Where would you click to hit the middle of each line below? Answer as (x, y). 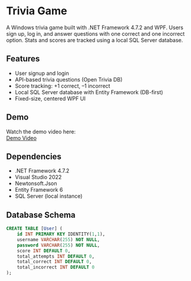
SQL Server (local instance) (49, 196)
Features (23, 59)
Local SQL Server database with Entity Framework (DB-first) (89, 92)
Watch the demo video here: (41, 132)
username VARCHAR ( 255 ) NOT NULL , (58, 239)
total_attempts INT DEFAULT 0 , (56, 256)
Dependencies (34, 156)
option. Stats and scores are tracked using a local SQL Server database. (95, 40)
